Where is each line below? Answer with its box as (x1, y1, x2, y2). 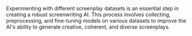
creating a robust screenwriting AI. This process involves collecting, (6, 11, 171, 18)
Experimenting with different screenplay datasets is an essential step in (6, 5, 179, 12)
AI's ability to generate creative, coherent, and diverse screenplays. (6, 23, 170, 30)
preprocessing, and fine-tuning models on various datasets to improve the (6, 17, 187, 24)
